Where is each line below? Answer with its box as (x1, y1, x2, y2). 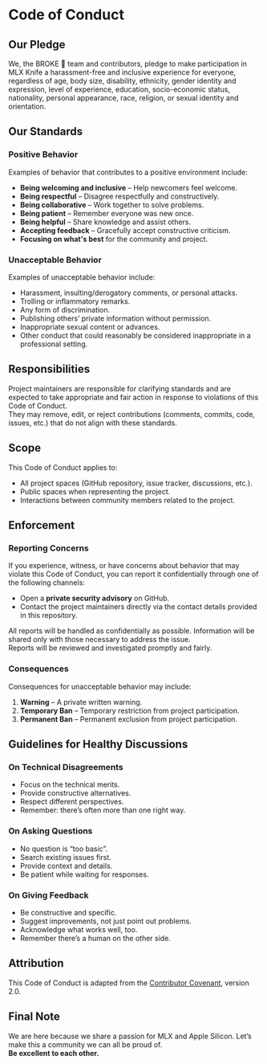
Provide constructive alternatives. (19, 788, 131, 798)
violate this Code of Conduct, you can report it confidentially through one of (8, 569, 259, 579)
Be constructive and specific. (19, 907, 117, 917)
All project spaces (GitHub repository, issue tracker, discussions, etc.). (19, 478, 253, 488)
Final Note (8, 1010, 60, 1024)
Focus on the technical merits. (19, 780, 120, 789)
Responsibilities (8, 362, 91, 376)
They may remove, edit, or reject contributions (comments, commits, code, (8, 409, 255, 419)
